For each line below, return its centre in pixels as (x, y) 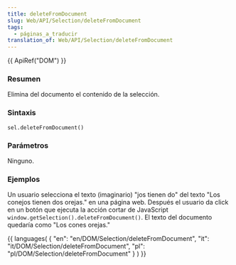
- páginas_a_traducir (46, 34)
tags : (15, 27)
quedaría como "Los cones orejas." (59, 225)
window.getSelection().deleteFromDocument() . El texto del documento (110, 217)
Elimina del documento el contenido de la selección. (84, 94)
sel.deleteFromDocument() (45, 128)
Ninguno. (21, 161)
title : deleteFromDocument (47, 14)
